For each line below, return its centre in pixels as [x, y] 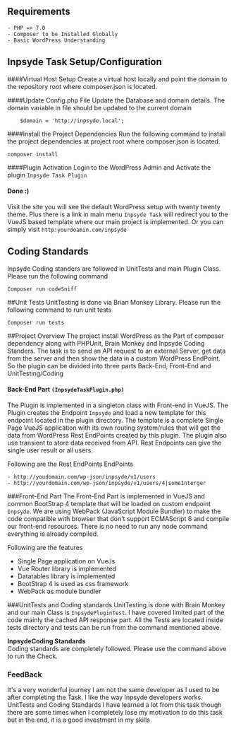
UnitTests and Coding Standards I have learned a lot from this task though [114, 705]
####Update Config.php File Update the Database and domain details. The [116, 100]
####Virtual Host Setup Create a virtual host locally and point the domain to [117, 79]
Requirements [39, 12]
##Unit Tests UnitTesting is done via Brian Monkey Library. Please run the [114, 302]
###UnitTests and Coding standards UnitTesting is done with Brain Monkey [116, 604]
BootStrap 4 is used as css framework [73, 583]
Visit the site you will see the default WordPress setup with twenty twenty [114, 206]
